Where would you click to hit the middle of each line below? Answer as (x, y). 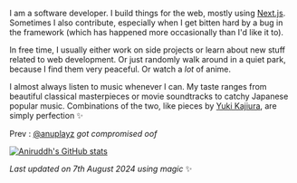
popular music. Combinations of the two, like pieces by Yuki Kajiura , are (144, 106)
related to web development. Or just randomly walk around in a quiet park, (148, 59)
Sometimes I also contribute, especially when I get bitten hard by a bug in (146, 23)
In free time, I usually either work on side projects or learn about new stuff (147, 50)
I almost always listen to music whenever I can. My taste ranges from (138, 87)
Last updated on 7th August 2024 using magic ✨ (101, 169)
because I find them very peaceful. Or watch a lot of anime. (120, 69)
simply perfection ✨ (47, 116)
